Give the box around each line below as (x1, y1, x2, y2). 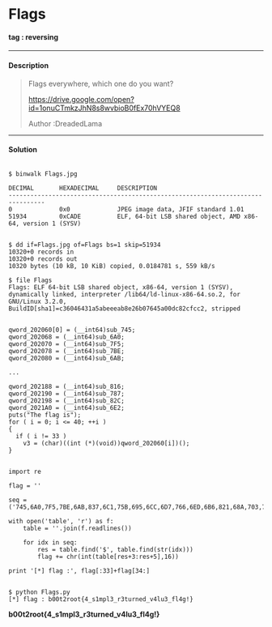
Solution (8, 145, 38, 155)
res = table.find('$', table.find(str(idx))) (37, 545, 194, 553)
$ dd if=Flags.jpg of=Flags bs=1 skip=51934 (8, 241, 161, 249)
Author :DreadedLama (28, 118, 103, 128)
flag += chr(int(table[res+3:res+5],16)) (37, 552, 180, 561)
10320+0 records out (8, 254, 79, 263)
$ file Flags (8, 276, 53, 284)
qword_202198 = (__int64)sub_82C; (8, 396, 125, 405)
